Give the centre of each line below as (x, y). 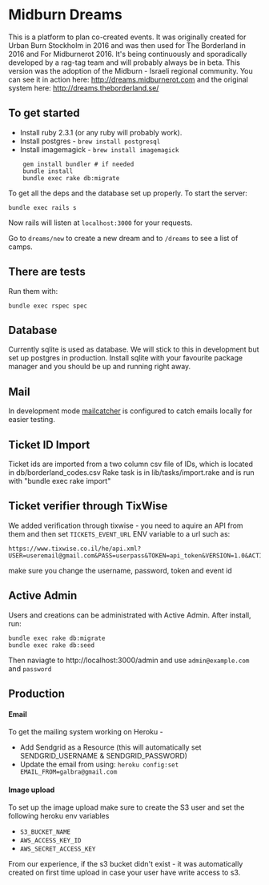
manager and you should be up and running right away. (100, 367)
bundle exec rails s (43, 207)
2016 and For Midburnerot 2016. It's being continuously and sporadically (128, 54)
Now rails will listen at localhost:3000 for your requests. (100, 223)
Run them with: (33, 291)
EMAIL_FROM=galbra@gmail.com (68, 772)
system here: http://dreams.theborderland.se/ (84, 88)
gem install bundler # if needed (78, 164)
